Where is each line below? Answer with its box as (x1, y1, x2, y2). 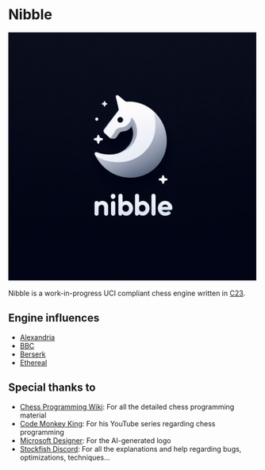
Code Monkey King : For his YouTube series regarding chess (19, 418, 216, 428)
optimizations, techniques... (19, 453, 111, 462)
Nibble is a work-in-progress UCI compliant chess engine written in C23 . (8, 288, 246, 298)
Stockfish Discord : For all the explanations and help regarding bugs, (19, 444, 242, 453)
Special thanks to (8, 381, 96, 395)
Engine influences (8, 311, 100, 325)
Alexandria (19, 332, 56, 342)
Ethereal (19, 357, 48, 367)
